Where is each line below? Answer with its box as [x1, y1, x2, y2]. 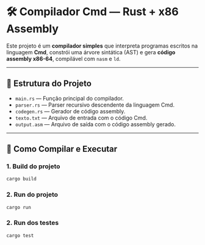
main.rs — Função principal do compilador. [15, 94, 124, 102]
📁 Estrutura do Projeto [6, 79, 92, 89]
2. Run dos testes [6, 219, 59, 227]
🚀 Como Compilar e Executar [6, 144, 118, 154]
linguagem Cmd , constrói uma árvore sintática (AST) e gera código [6, 48, 176, 55]
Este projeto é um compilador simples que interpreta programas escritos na [6, 42, 198, 49]
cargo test [6, 232, 34, 238]
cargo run [6, 204, 32, 210]
